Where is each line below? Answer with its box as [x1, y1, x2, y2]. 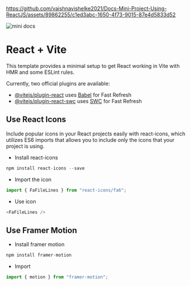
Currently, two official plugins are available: [6, 80, 110, 87]
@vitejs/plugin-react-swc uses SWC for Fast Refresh [14, 97, 142, 104]
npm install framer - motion [6, 252, 72, 258]
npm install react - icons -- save [6, 165, 85, 171]
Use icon [14, 198, 36, 205]
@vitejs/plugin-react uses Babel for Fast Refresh [14, 91, 132, 98]
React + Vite [6, 43, 67, 56]
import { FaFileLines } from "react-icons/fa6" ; [6, 187, 127, 193]
